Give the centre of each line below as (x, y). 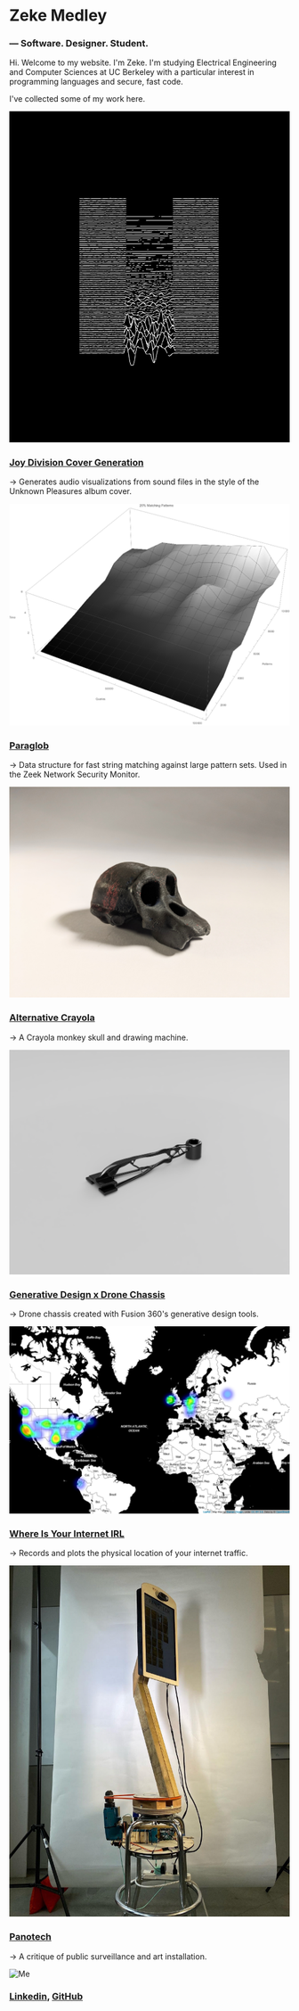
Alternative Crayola (52, 1018)
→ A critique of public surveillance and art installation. (108, 1956)
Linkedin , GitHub (46, 1997)
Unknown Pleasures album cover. (70, 490)
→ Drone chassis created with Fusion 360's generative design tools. (134, 1314)
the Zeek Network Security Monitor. (75, 775)
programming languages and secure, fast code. (97, 82)
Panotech (30, 1937)
